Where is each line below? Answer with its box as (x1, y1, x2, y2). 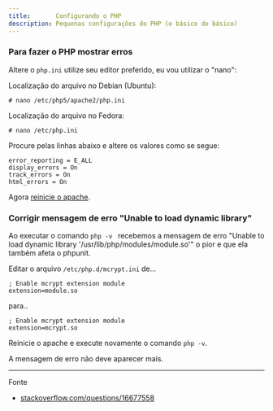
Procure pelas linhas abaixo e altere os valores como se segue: (8, 140, 220, 151)
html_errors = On (8, 177, 67, 186)
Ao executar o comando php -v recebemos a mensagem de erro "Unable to (8, 231, 265, 241)
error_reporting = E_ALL (8, 156, 93, 164)
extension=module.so (8, 286, 79, 295)
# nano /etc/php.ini (8, 126, 79, 134)
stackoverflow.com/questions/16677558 (19, 393, 155, 403)
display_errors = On (8, 164, 79, 172)
